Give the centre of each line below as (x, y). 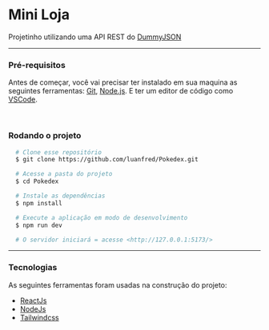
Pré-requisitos (37, 65)
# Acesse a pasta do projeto (64, 174)
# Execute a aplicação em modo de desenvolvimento (102, 217)
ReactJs (33, 300)
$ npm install (39, 203)
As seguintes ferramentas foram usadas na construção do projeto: (118, 284)
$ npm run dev (39, 225)
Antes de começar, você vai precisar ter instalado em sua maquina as (123, 82)
